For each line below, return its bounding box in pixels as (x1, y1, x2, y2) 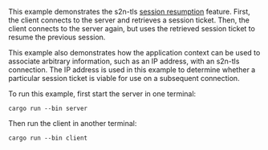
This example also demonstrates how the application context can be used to (8, 48, 261, 57)
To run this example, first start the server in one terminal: (8, 89, 197, 99)
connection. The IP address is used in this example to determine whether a (8, 65, 256, 75)
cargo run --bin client (8, 134, 88, 142)
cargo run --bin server (8, 104, 88, 112)
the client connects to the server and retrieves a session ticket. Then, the (8, 15, 250, 25)
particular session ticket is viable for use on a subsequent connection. (8, 74, 240, 83)
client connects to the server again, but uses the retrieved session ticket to (8, 24, 255, 33)
